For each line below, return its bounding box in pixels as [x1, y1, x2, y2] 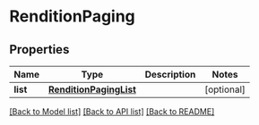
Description [144, 69, 196, 80]
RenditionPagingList [47, 83, 136, 96]
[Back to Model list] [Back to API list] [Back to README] [9, 106, 215, 117]
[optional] [204, 83, 246, 96]
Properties [9, 42, 70, 57]
